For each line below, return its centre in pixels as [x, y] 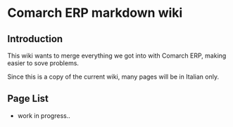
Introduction [35, 39]
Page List [28, 99]
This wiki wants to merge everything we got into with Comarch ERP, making [117, 55]
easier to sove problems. [43, 63]
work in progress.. [44, 115]
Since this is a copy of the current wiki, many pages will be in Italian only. [113, 76]
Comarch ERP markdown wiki [95, 13]
